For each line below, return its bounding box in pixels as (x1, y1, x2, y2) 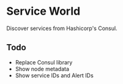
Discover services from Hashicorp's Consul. (6, 25, 117, 32)
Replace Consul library (15, 58, 73, 66)
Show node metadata (15, 65, 69, 72)
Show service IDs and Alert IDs (15, 72, 94, 79)
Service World (6, 4, 81, 18)
